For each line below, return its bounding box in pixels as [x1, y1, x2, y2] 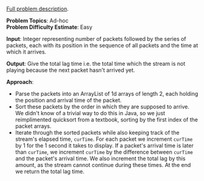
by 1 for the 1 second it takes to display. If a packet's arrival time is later [15, 142, 194, 149]
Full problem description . [6, 5, 69, 12]
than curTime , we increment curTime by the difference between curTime [15, 149, 193, 155]
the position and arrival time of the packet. [15, 97, 122, 104]
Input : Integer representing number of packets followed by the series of [6, 35, 187, 42]
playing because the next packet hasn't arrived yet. [6, 66, 135, 74]
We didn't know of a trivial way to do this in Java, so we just [15, 110, 166, 116]
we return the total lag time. [15, 168, 85, 175]
